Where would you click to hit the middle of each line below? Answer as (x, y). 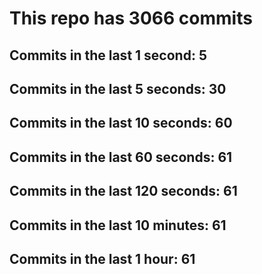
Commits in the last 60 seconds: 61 (121, 157)
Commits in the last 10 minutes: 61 (118, 225)
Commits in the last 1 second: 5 (108, 55)
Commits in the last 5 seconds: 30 (118, 88)
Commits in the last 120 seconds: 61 (123, 191)
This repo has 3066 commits (131, 18)
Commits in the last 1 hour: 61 (102, 258)
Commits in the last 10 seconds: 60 (121, 123)
